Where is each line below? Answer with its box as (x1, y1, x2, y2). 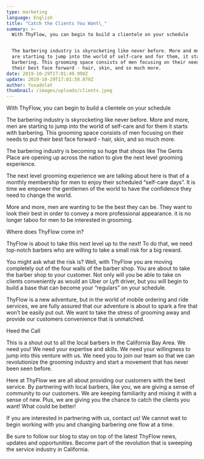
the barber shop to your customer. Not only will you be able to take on (6, 271, 182, 279)
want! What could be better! (6, 403, 76, 410)
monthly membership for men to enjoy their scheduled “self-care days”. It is (6, 179, 195, 186)
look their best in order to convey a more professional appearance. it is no (6, 210, 191, 217)
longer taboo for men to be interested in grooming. (6, 216, 133, 224)
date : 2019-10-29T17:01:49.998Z (6, 71, 88, 77)
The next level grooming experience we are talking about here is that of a (6, 172, 189, 180)
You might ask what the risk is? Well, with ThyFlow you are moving (6, 258, 173, 266)
